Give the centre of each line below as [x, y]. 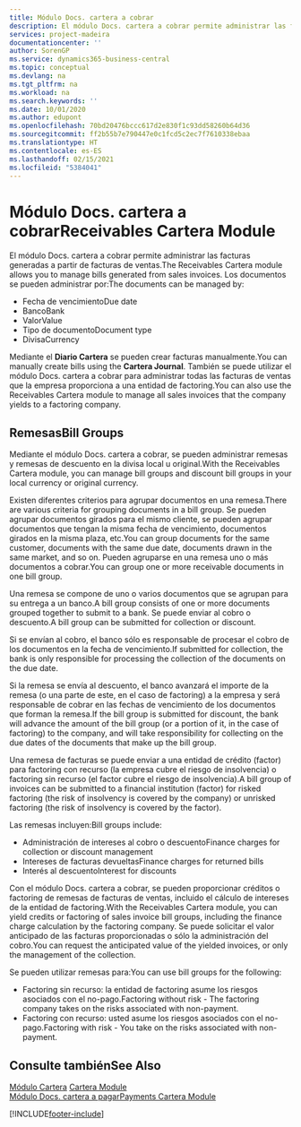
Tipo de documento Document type [87, 330]
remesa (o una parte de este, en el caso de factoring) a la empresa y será [145, 695]
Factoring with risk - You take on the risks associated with [150, 1028]
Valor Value [42, 321]
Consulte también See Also [85, 1066]
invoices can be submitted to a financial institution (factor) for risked [135, 788]
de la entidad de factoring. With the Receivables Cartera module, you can [143, 908]
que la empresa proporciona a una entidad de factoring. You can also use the [150, 385]
